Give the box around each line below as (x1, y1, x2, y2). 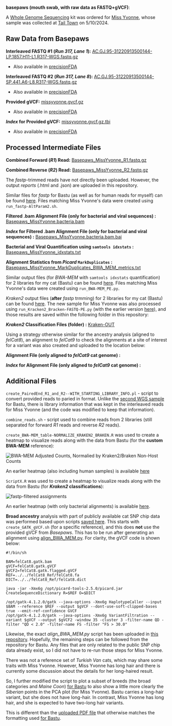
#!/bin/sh (6, 550, 27, 556)
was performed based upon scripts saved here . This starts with (6, 519, 140, 525)
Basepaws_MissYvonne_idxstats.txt (6, 249, 81, 255)
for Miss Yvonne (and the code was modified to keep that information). (6, 407, 155, 413)
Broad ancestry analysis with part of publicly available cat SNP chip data (6, 513, 160, 519)
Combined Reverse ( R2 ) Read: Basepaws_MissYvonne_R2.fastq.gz (6, 166, 148, 173)
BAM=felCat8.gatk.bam (6, 559, 52, 565)
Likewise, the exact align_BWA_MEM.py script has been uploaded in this (6, 631, 159, 637)
